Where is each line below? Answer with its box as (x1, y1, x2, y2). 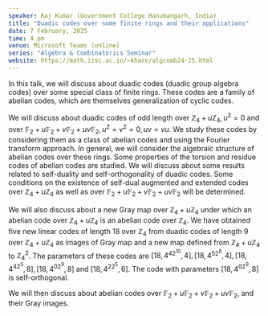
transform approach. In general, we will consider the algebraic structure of (8, 143, 254, 153)
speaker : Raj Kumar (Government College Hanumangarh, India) (8, 11, 217, 20)
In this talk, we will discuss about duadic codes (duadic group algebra (8, 78, 239, 88)
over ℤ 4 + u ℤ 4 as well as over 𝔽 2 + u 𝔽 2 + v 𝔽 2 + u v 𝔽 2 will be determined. (8, 187, 246, 198)
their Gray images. (8, 298, 70, 308)
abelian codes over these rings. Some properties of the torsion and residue (8, 152, 257, 162)
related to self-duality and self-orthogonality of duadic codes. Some (8, 169, 233, 179)
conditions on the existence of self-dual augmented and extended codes (8, 178, 249, 187)
